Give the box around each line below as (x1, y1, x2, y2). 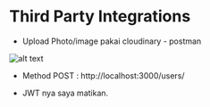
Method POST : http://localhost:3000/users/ (21, 70, 185, 81)
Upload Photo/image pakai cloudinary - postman (21, 36, 202, 46)
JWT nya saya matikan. (21, 87, 109, 98)
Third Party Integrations (9, 6, 191, 27)
